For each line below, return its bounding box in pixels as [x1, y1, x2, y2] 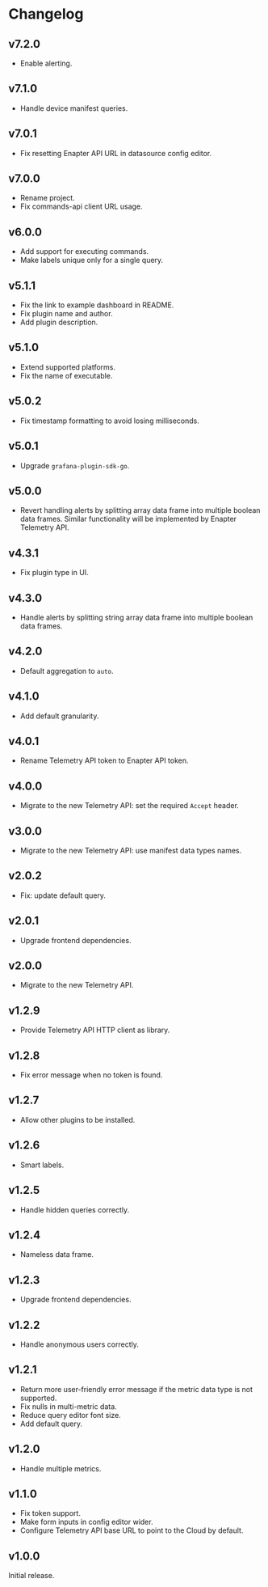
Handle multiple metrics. [19, 1463, 102, 1473]
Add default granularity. [19, 711, 99, 721]
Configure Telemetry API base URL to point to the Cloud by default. [19, 1526, 244, 1535]
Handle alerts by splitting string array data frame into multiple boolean [19, 612, 253, 622]
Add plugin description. [19, 317, 98, 328]
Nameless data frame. [19, 1250, 94, 1259]
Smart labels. [19, 1160, 65, 1170]
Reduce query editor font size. [19, 1410, 121, 1420]
